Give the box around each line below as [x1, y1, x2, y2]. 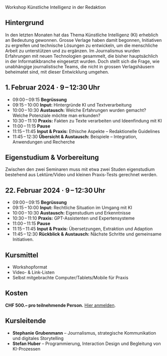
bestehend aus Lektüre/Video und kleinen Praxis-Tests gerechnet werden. [5, 172, 158, 178]
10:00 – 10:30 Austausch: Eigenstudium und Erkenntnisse [12, 210, 131, 216]
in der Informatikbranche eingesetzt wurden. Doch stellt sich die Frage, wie [5, 58, 160, 64]
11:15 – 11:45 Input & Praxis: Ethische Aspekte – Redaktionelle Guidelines [12, 128, 161, 134]
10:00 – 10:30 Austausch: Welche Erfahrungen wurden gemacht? [12, 107, 146, 113]
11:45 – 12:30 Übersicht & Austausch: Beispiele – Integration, [12, 133, 138, 139]
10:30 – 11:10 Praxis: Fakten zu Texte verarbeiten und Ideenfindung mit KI [12, 118, 162, 123]
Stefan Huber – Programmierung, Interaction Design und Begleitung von [12, 341, 161, 347]
